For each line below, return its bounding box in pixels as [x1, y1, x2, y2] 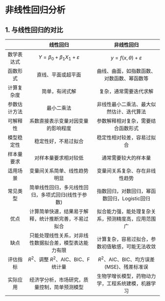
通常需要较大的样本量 [101, 155, 151, 161]
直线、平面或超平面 [36, 71, 82, 78]
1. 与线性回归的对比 [5, 26, 63, 34]
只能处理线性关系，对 [29, 232, 79, 239]
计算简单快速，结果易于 [29, 208, 84, 215]
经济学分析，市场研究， [29, 276, 84, 283]
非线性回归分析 [5, 4, 66, 16]
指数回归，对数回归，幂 [96, 188, 151, 195]
